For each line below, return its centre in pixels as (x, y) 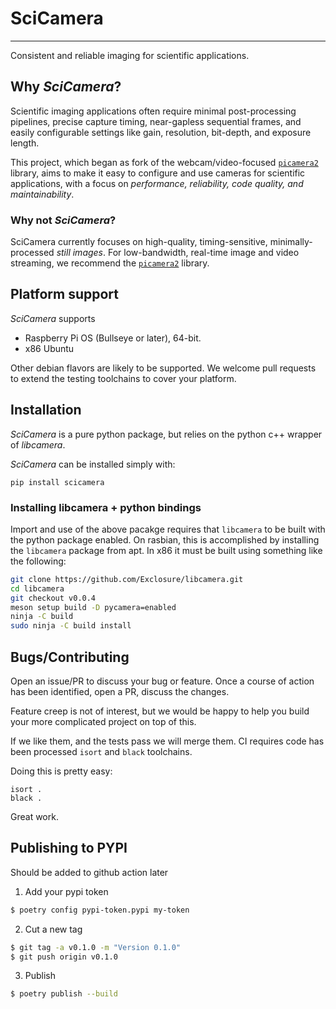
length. (25, 143)
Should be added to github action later (89, 872)
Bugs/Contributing (70, 657)
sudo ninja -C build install (71, 626)
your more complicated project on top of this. (103, 722)
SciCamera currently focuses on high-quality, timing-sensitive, (139, 242)
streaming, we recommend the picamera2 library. (110, 263)
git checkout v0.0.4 (53, 598)
